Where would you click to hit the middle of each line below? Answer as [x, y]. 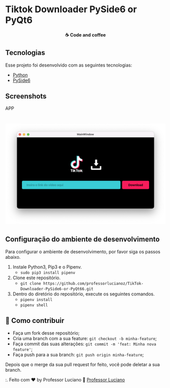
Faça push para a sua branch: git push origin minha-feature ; [78, 354]
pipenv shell [34, 305]
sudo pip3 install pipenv [48, 273]
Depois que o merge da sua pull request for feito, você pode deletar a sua [83, 364]
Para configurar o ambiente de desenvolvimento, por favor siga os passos [83, 251]
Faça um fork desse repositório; [46, 333]
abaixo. [13, 257]
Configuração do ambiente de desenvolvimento [82, 239]
